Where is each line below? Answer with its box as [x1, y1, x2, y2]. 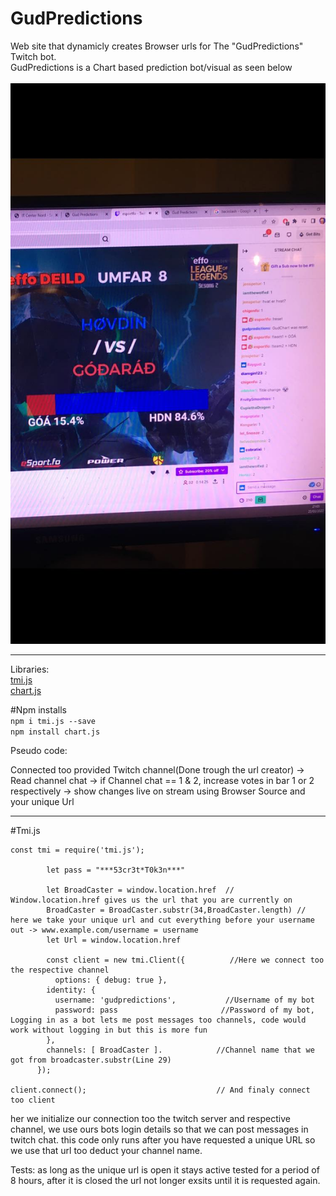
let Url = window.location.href [46, 935, 182, 946]
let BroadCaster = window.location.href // [46, 885, 235, 896]
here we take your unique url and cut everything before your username [10, 915, 315, 926]
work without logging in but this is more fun [10, 1025, 208, 1036]
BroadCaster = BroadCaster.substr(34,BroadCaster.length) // [46, 905, 307, 916]
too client [10, 1095, 56, 1106]
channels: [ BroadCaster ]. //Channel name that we [46, 1045, 315, 1056]
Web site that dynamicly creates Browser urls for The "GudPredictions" [10, 40, 304, 52]
